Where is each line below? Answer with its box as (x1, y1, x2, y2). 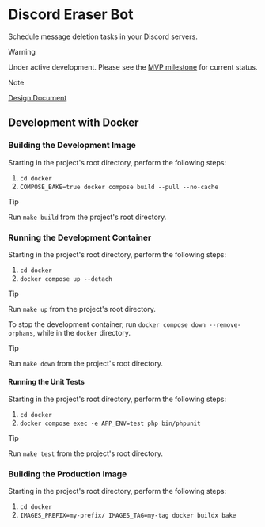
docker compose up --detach (19, 275, 112, 282)
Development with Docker (8, 116, 139, 130)
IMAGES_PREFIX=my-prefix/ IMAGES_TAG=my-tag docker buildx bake (19, 512, 237, 520)
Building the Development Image (8, 140, 136, 151)
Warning (8, 47, 36, 56)
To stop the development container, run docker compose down (8, 319, 206, 329)
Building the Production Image (8, 468, 127, 480)
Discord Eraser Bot (8, 6, 134, 24)
